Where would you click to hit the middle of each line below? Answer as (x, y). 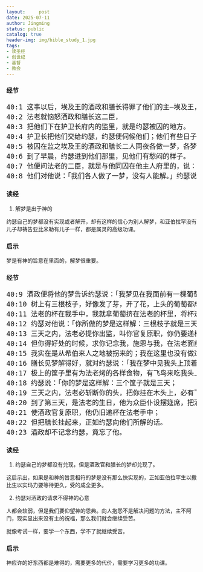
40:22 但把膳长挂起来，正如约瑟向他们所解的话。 (87, 422)
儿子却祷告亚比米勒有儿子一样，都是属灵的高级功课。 (72, 229)
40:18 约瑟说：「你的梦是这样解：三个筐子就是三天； (92, 383)
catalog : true (24, 35)
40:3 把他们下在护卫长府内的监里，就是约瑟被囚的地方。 (98, 127)
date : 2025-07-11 (28, 18)
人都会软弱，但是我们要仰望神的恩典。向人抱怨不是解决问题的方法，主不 (96, 511)
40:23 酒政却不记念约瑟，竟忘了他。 (66, 432)
